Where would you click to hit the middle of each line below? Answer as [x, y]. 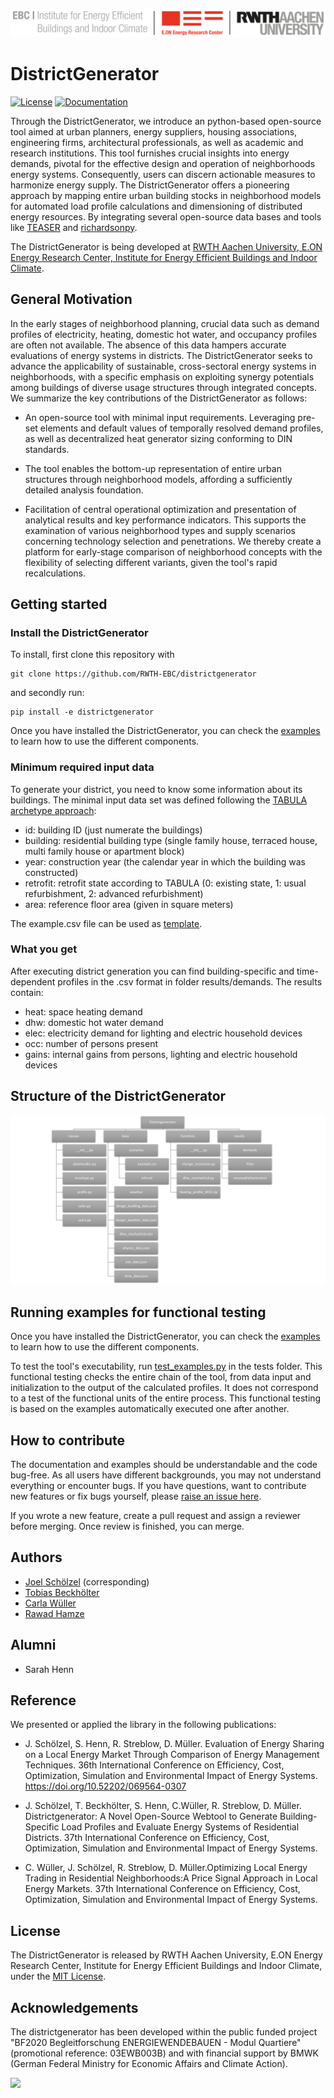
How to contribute [68, 1440]
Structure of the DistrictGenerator [118, 1096]
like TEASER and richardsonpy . [74, 227]
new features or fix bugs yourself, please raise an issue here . [136, 1496]
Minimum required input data [82, 767]
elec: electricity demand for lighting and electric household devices [163, 1033]
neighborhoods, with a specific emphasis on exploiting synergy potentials [162, 376]
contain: [27, 992]
